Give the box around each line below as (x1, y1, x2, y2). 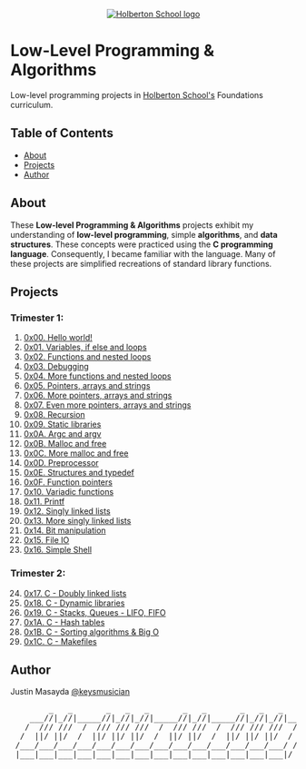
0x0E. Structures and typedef (23, 468, 134, 478)
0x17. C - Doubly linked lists (23, 587, 127, 598)
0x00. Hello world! (23, 332, 94, 343)
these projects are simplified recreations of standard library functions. (10, 258, 272, 269)
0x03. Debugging (23, 361, 89, 372)
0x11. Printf (23, 496, 65, 508)
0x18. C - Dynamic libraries (23, 597, 125, 608)
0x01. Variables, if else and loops (23, 341, 148, 353)
